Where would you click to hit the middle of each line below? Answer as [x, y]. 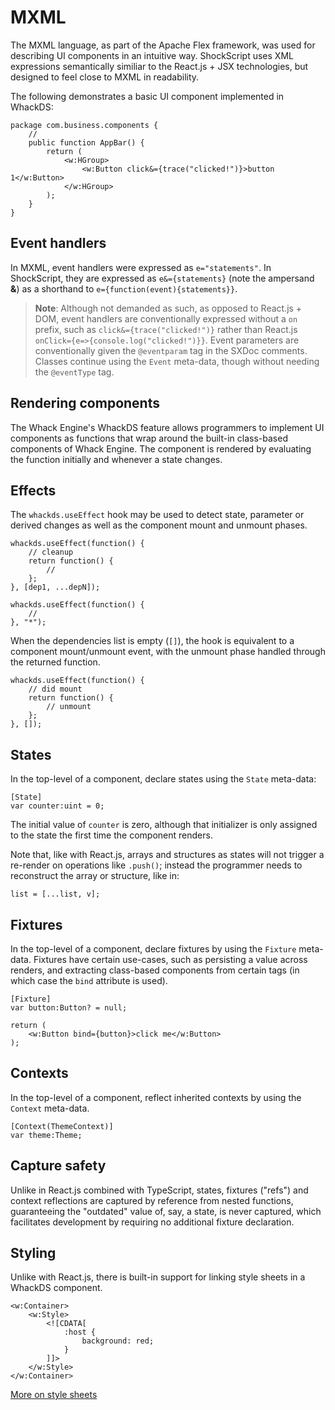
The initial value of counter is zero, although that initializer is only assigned [164, 825]
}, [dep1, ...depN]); [55, 587]
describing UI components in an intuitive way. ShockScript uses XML [152, 55]
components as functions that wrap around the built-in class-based [149, 438]
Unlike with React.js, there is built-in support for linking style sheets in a [158, 1277]
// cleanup [51, 552]
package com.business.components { [84, 125]
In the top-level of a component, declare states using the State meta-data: [163, 779]
